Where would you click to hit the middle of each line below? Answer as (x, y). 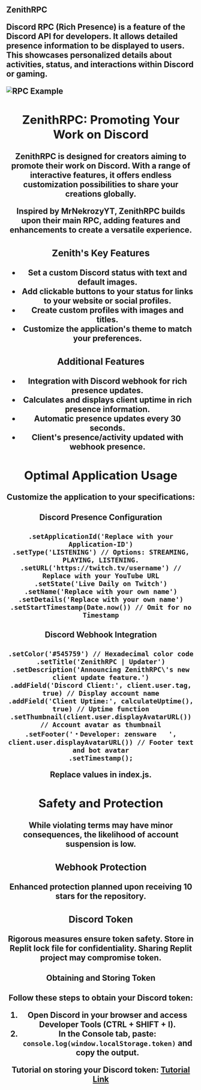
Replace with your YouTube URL (101, 576)
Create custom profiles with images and (107, 310)
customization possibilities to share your (101, 185)
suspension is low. (101, 844)
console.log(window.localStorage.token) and (107, 1043)
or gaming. (27, 74)
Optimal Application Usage (101, 475)
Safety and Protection (101, 803)
